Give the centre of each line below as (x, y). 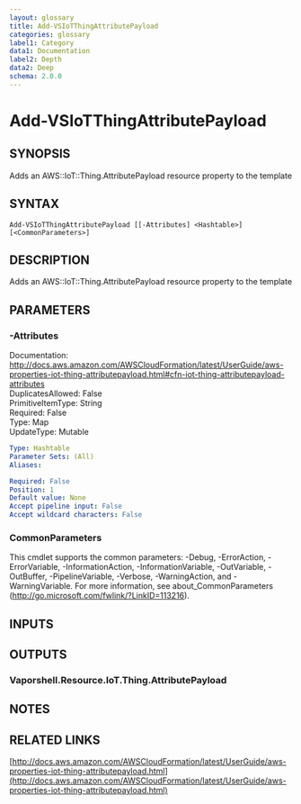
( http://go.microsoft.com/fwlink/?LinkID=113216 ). (100, 596)
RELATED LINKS (55, 740)
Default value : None (48, 498)
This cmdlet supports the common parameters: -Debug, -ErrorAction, (138, 557)
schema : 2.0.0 (36, 77)
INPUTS (31, 623)
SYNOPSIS (40, 154)
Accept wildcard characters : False (76, 515)
